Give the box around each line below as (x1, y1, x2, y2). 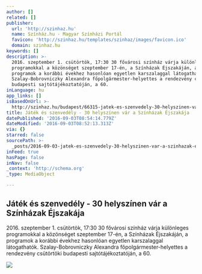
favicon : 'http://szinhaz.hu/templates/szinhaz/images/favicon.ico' (11, 37, 187, 43)
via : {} (6, 126, 26, 132)
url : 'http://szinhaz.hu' (11, 25, 77, 32)
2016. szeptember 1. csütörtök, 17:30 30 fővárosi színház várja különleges (6, 224, 189, 231)
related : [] (6, 14, 36, 20)
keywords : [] (6, 48, 39, 54)
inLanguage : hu (6, 87, 44, 93)
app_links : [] (6, 93, 42, 99)
